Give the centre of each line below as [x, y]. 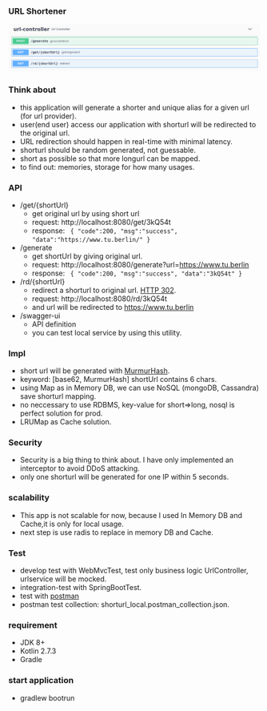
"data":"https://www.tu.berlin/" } [91, 239]
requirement [33, 625]
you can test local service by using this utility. [107, 332]
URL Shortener [37, 11]
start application [41, 681]
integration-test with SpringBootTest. [81, 588]
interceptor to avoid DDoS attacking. [80, 468]
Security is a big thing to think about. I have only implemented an [127, 460]
